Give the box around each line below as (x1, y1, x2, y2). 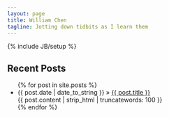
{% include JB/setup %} (7, 42, 77, 51)
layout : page (7, 10, 45, 17)
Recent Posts (7, 62, 66, 74)
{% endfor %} (17, 103, 58, 111)
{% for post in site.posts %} (17, 81, 98, 89)
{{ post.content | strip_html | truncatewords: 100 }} (17, 95, 163, 104)
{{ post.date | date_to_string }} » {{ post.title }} (17, 88, 151, 97)
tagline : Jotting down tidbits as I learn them (7, 23, 149, 30)
